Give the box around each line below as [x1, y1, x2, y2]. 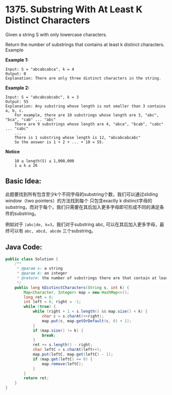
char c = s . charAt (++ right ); [41, 314, 104, 319]
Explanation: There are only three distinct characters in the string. [5, 75, 161, 81]
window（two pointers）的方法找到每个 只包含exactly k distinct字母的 [5, 197, 153, 204]
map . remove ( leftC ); [41, 361, 83, 366]
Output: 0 [5, 71, 27, 76]
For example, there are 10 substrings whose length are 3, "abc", [14, 112, 159, 117]
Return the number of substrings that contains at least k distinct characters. [5, 41, 165, 47]
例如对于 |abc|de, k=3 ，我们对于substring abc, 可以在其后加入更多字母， [5, 221, 160, 227]
